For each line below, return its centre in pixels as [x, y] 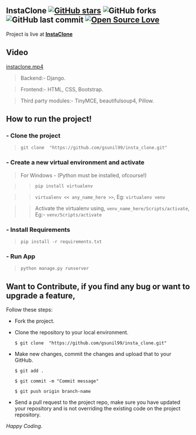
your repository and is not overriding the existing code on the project [97, 409]
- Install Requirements [38, 230]
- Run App [21, 256]
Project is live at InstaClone [39, 34]
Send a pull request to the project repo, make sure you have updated [97, 402]
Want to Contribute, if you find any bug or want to [98, 287]
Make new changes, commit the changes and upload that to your [93, 354]
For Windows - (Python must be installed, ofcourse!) [83, 175]
